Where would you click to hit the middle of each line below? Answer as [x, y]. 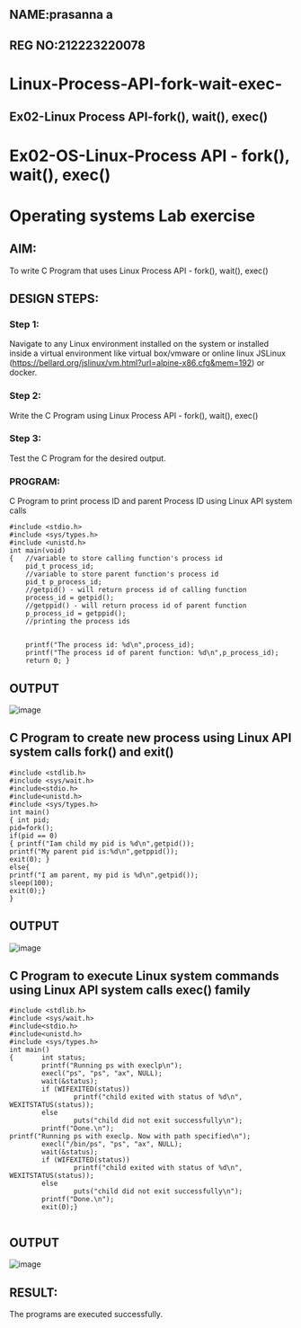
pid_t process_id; [60, 567]
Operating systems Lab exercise [133, 216]
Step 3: [26, 438]
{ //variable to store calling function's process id [116, 559]
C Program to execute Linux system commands [144, 975]
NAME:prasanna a [62, 15]
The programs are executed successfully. [86, 1314]
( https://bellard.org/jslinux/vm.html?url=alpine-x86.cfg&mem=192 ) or [137, 363]
